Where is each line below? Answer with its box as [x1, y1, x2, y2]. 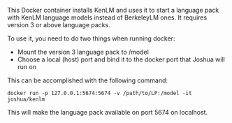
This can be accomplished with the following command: [7, 76, 168, 85]
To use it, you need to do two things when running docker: [7, 34, 175, 43]
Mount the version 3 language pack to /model [17, 48, 149, 56]
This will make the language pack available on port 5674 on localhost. [7, 108, 208, 116]
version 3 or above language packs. [7, 21, 110, 29]
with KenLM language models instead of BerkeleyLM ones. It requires [7, 13, 208, 22]
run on [17, 63, 37, 71]
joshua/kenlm [7, 96, 45, 103]
